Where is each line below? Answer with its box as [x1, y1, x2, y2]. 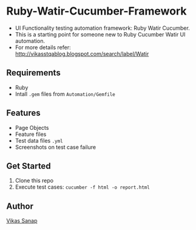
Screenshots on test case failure [15, 143, 96, 151]
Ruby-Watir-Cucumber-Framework [6, 4, 187, 18]
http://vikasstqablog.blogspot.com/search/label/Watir [15, 50, 149, 57]
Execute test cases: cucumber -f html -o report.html [15, 183, 150, 191]
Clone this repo [15, 177, 53, 184]
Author [6, 201, 33, 211]
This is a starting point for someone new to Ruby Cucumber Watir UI [15, 30, 186, 38]
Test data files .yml [15, 137, 63, 144]
